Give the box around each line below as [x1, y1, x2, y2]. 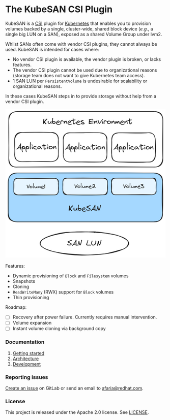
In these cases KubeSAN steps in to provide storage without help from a [5, 93, 157, 99]
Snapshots [12, 278, 36, 284]
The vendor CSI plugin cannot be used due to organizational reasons [12, 67, 157, 73]
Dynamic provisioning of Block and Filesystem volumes [12, 273, 129, 279]
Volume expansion [12, 320, 52, 326]
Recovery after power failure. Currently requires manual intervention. [12, 314, 157, 320]
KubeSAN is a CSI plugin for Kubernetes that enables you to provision [5, 20, 151, 26]
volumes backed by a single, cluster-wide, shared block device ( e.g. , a [5, 25, 154, 31]
